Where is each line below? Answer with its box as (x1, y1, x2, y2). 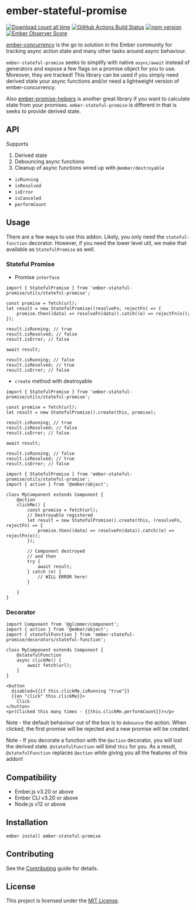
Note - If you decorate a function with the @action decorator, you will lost (6, 737, 183, 744)
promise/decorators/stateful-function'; (6, 637, 107, 643)
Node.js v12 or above (14, 800, 66, 807)
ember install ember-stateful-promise (6, 833, 101, 839)
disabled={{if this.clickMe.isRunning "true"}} (11, 689, 130, 694)
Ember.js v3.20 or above (14, 788, 74, 795)
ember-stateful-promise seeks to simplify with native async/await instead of (6, 59, 190, 66)
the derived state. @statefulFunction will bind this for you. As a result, (6, 743, 177, 750)
